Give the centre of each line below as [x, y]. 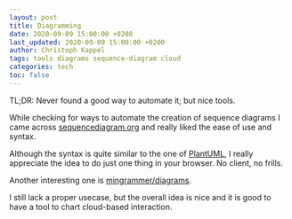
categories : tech [41, 67]
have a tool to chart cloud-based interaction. [91, 207]
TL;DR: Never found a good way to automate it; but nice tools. [122, 100]
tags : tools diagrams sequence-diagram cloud [95, 59]
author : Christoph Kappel [57, 51]
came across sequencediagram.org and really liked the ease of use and [141, 127]
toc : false [29, 75]
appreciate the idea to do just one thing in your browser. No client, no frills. [146, 163]
